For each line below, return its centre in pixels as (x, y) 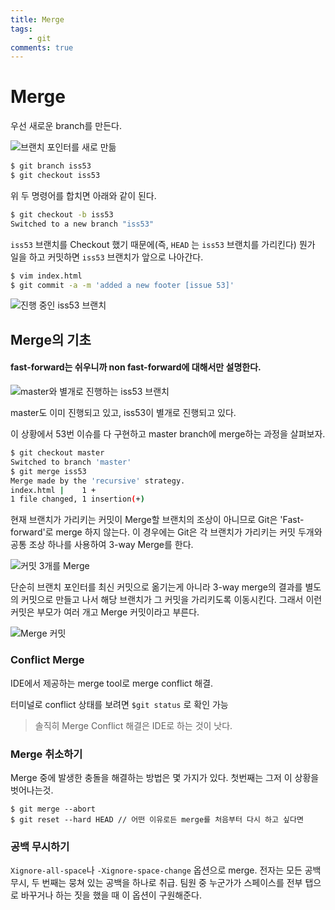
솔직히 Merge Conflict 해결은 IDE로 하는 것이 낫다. (133, 725)
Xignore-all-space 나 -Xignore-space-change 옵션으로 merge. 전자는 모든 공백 (166, 870)
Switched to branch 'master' (71, 462)
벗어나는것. (32, 790)
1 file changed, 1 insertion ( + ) (77, 499)
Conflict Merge (47, 660)
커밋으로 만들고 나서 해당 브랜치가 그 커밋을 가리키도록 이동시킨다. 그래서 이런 (171, 600)
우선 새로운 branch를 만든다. (66, 126)
